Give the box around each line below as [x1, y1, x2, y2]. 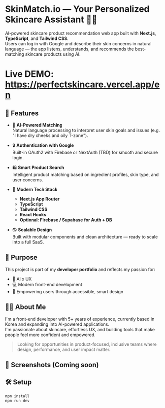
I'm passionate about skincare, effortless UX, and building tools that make [5, 326, 155, 332]
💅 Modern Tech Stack [12, 186, 58, 192]
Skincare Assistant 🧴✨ [5, 14, 98, 25]
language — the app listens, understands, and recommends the [5, 46, 134, 52]
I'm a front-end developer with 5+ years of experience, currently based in [5, 316, 155, 322]
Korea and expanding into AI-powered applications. [5, 321, 110, 327]
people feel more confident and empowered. [5, 332, 96, 338]
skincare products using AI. [25, 51, 81, 57]
